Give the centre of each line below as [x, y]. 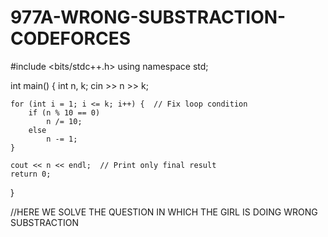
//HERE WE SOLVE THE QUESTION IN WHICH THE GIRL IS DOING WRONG [164, 212]
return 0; [31, 174]
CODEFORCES [70, 38]
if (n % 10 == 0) [64, 112]
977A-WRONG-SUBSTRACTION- [148, 17]
